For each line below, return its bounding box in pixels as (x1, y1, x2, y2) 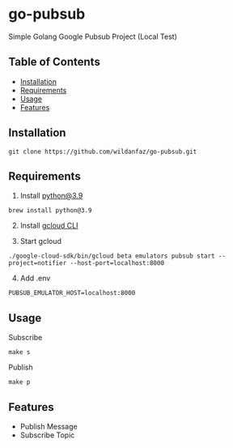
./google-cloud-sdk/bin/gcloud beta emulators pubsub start (8, 252, 216, 260)
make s (8, 348, 31, 356)
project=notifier (8, 259, 67, 267)
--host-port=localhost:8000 (70, 259, 164, 267)
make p (8, 378, 31, 386)
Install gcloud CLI (19, 220, 78, 231)
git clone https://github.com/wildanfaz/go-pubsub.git (8, 147, 197, 156)
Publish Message (19, 422, 78, 431)
